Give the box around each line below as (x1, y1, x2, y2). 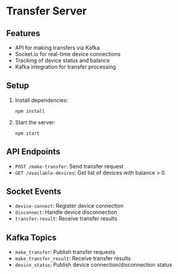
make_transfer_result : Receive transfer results (14, 255, 131, 262)
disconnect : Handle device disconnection (14, 209, 117, 216)
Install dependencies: (14, 96, 69, 103)
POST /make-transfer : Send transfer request (14, 162, 124, 169)
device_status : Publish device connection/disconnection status (14, 261, 173, 269)
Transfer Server (6, 4, 87, 18)
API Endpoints (6, 147, 61, 157)
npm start (14, 130, 40, 136)
